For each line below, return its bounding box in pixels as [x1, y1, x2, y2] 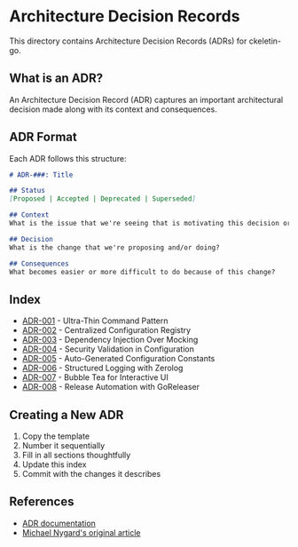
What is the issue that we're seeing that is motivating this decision [9, 219, 279, 228]
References [9, 495, 74, 510]
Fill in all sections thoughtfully [21, 450, 131, 461]
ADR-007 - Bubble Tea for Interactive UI [21, 372, 169, 383]
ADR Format [9, 130, 77, 145]
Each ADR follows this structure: [9, 153, 127, 163]
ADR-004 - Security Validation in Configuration [21, 344, 195, 354]
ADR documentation [21, 518, 96, 528]
